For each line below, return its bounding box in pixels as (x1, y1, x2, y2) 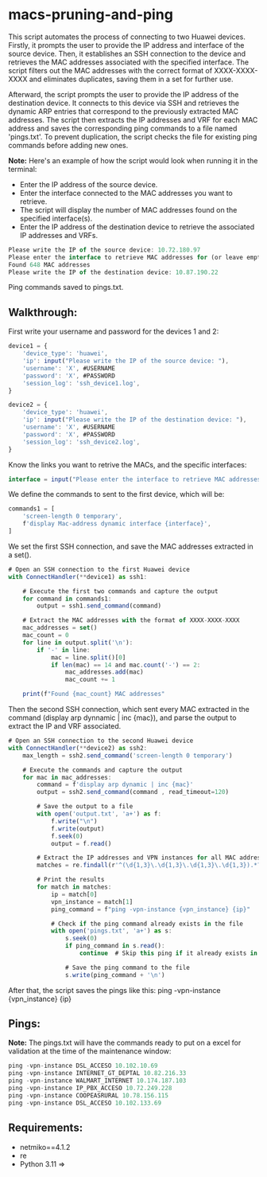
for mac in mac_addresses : (22, 773, 112, 781)
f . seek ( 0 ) (50, 832, 83, 840)
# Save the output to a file (37, 803, 133, 811)
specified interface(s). (19, 213, 93, 223)
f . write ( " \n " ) (50, 817, 98, 825)
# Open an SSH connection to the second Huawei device (8, 737, 194, 745)
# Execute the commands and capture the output (22, 766, 183, 774)
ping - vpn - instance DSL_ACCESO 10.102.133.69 (8, 1099, 161, 1107)
